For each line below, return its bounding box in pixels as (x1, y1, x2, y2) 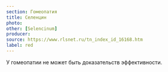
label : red (6, 43, 33, 49)
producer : (6, 31, 31, 37)
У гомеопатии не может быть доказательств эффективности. (6, 58, 163, 66)
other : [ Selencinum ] (6, 25, 58, 32)
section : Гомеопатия (6, 8, 58, 15)
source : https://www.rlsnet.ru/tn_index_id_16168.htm (6, 37, 143, 43)
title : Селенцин (6, 14, 47, 20)
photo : (6, 20, 23, 26)
